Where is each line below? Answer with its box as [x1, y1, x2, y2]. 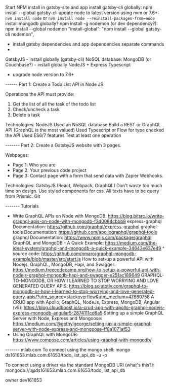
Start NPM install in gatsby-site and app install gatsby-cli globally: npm [5, 5, 153, 10]
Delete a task [12, 112, 40, 118]
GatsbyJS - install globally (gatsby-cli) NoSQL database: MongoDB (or [5, 56, 152, 62]
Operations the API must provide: [5, 91, 74, 97]
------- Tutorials [5, 203, 39, 209]
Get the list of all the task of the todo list [12, 101, 96, 107]
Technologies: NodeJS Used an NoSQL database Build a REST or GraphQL [5, 122, 161, 127]
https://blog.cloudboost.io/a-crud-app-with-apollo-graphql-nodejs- [23, 304, 165, 310]
